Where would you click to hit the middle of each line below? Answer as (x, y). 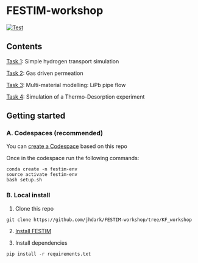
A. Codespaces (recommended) (55, 133)
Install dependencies (41, 243)
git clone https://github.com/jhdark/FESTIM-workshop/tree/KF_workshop (99, 220)
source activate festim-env (42, 175)
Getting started (36, 116)
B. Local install (28, 195)
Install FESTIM (33, 231)
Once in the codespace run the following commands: (73, 158)
